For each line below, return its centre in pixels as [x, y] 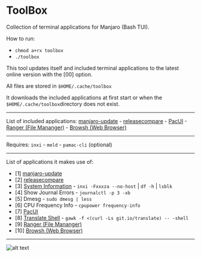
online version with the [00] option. [49, 74]
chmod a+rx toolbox [39, 51]
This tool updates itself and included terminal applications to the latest [93, 68]
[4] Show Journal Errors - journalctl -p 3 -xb [72, 192]
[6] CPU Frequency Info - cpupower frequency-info [77, 205]
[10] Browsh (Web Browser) [49, 230]
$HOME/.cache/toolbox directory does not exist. [63, 104]
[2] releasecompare [39, 179]
